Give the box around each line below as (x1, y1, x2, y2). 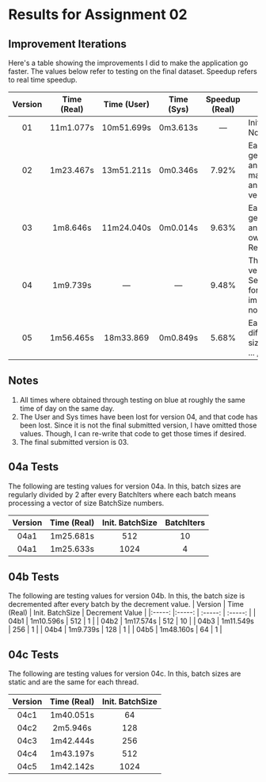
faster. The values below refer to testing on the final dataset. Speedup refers (8, 67, 257, 76)
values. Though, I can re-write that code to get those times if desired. (19, 428, 247, 438)
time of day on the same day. (19, 403, 115, 413)
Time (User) (103, 99, 150, 109)
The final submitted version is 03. (19, 437, 129, 447)
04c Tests (8, 648, 59, 661)
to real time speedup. (8, 75, 78, 84)
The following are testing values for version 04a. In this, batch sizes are (8, 481, 241, 491)
